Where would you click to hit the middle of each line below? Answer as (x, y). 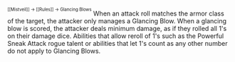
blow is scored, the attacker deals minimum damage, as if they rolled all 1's (117, 28)
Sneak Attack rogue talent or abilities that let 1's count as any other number (117, 43)
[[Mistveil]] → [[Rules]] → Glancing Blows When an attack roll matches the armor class (116, 12)
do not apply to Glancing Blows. (54, 51)
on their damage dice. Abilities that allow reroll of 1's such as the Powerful (116, 36)
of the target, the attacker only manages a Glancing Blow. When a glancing (117, 20)
